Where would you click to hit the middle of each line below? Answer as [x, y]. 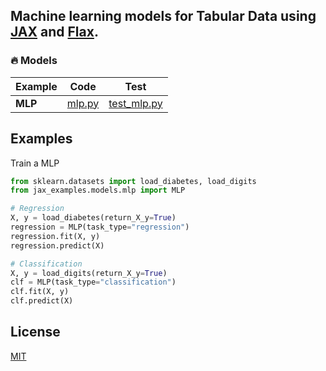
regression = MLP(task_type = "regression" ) [100, 227]
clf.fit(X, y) [40, 292]
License [35, 332]
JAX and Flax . [54, 32]
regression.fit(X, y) [55, 236]
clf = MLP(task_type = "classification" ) [93, 282]
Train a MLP [35, 163]
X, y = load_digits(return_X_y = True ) [89, 273]
